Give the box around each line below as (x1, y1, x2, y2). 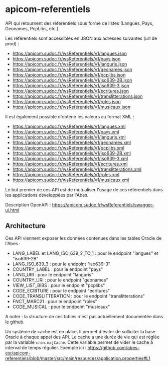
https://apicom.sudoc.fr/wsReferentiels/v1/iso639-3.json (12, 82, 129, 89)
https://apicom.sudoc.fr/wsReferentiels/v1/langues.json (12, 50, 127, 56)
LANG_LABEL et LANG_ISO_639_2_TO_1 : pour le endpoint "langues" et (12, 250, 158, 256)
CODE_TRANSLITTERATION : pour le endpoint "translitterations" (12, 293, 145, 299)
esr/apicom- (5, 350, 31, 356)
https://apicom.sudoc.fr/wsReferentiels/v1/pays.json (12, 55, 121, 61)
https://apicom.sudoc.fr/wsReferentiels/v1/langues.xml (12, 123, 126, 129)
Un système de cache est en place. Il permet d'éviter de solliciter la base (5, 328, 155, 334)
